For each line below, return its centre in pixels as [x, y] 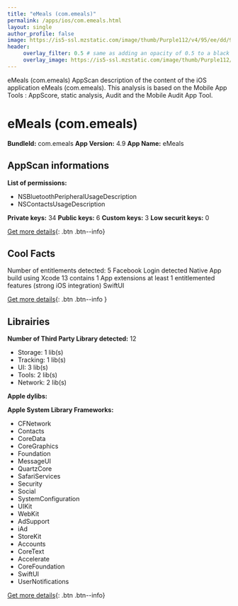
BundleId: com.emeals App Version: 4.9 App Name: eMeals [96, 143]
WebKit [28, 514]
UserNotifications [43, 582]
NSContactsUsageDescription [61, 204]
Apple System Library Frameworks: [61, 410]
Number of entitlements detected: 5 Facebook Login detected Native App [114, 270]
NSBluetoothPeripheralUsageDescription [77, 196]
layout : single [30, 27]
